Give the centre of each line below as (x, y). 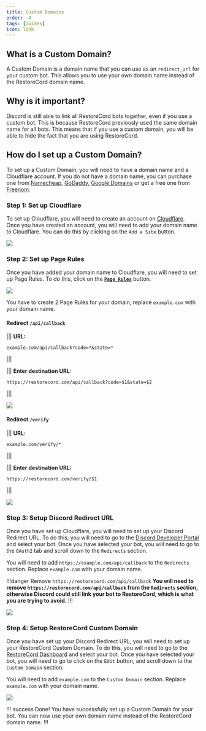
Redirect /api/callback (36, 322)
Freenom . (18, 189)
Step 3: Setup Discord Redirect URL (60, 518)
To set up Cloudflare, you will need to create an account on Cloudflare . (96, 218)
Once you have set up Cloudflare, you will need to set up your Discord (95, 531)
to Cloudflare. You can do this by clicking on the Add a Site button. (91, 232)
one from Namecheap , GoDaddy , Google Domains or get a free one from (98, 182)
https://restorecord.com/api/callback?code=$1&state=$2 (79, 382)
